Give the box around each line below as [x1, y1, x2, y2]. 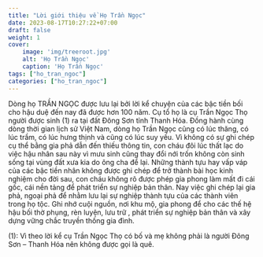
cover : [8, 41, 30, 49]
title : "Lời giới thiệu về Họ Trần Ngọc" [8, 11, 146, 20]
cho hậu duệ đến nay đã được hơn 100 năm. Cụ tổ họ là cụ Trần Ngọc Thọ [8, 107, 248, 116]
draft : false [8, 26, 51, 34]
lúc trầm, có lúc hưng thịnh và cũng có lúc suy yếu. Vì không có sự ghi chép [8, 132, 254, 141]
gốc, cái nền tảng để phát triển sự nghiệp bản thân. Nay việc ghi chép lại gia [8, 182, 256, 192]
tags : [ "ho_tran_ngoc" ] [8, 70, 87, 78]
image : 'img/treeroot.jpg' [22, 48, 111, 56]
